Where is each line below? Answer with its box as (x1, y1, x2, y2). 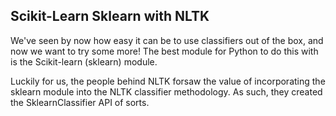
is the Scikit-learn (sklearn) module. (10, 55, 158, 68)
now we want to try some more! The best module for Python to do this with (10, 45, 319, 57)
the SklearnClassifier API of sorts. (10, 96, 150, 108)
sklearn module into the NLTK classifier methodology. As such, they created (10, 85, 323, 98)
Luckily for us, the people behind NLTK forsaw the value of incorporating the (10, 75, 326, 87)
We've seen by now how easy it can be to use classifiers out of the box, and (10, 34, 324, 46)
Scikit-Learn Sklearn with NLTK (10, 8, 210, 25)
